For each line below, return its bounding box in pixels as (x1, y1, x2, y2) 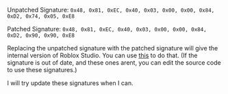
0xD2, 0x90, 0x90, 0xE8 (7, 32, 75, 39)
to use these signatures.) (7, 66, 77, 74)
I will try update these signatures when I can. (7, 79, 134, 87)
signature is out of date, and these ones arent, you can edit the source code (7, 59, 221, 67)
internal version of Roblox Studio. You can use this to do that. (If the (7, 51, 198, 59)
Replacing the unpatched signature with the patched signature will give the (7, 44, 218, 52)
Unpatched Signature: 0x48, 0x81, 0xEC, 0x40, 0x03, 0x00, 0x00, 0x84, (7, 6, 215, 14)
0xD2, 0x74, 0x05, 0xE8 (7, 13, 75, 20)
